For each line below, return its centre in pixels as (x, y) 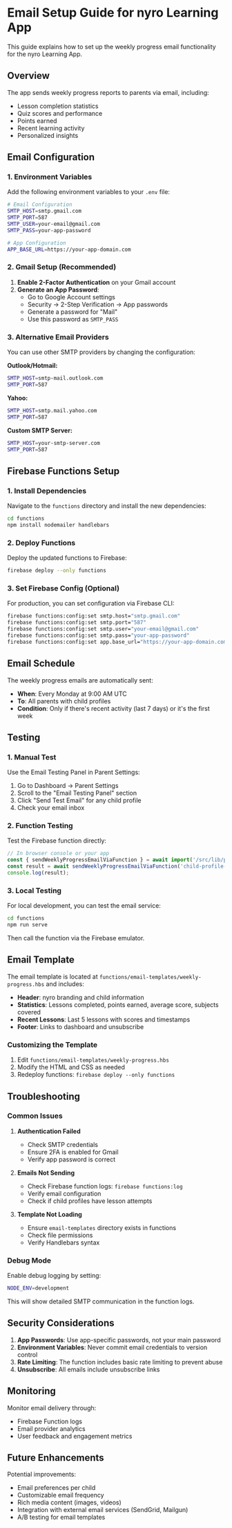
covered (29, 1012)
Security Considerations (61, 1323)
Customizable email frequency (61, 1495)
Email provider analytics (51, 1428)
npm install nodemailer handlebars (58, 525)
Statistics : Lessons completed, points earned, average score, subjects (118, 1004)
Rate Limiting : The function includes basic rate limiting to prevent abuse (120, 1362)
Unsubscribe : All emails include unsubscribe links (88, 1369)
